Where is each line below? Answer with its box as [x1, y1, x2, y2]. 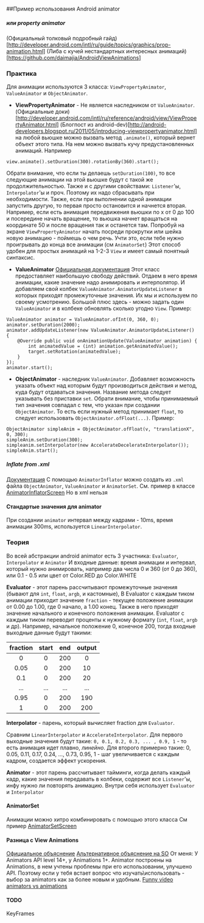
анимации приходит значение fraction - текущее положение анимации [6, 596, 193, 604]
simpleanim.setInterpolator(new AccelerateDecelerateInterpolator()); [6, 443, 189, 449]
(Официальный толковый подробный [6, 34, 102, 42]
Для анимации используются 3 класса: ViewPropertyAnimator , [6, 83, 166, 90]
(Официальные [15, 108, 54, 116]
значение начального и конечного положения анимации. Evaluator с [6, 609, 185, 617]
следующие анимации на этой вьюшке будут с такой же [6, 176, 153, 183]
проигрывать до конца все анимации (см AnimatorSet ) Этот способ [6, 241, 181, 248]
